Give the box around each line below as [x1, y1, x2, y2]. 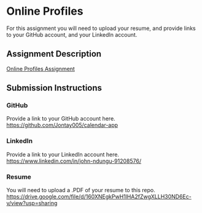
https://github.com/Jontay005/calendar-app [6, 121, 118, 129]
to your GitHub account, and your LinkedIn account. [6, 31, 138, 38]
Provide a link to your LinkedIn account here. [6, 151, 120, 158]
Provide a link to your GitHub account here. [6, 115, 115, 122]
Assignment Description [6, 49, 102, 59]
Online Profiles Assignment [6, 65, 75, 72]
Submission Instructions [6, 83, 103, 93]
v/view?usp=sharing [6, 200, 58, 207]
